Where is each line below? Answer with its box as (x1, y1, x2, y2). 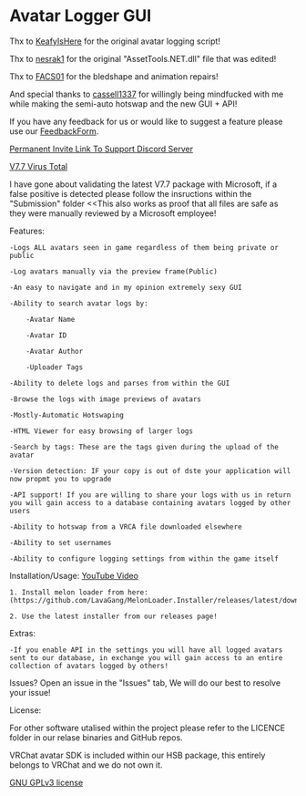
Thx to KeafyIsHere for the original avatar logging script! (9, 36, 221, 47)
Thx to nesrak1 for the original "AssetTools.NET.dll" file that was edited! (9, 53, 277, 64)
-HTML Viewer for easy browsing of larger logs (9, 426, 194, 436)
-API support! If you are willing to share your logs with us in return (9, 490, 291, 500)
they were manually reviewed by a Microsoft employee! (9, 207, 217, 219)
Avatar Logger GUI (9, 5, 152, 26)
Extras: (9, 627, 36, 638)
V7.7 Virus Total (9, 160, 68, 171)
